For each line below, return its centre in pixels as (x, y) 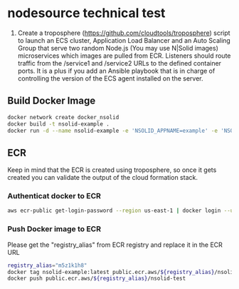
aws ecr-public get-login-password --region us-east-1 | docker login (114, 211)
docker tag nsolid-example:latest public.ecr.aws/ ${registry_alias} (111, 272)
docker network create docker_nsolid (63, 117)
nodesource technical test (86, 13)
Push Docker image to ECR (54, 229)
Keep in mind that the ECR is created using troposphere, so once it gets (112, 170)
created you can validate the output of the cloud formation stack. (102, 178)
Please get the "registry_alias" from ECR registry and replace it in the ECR (115, 245)
